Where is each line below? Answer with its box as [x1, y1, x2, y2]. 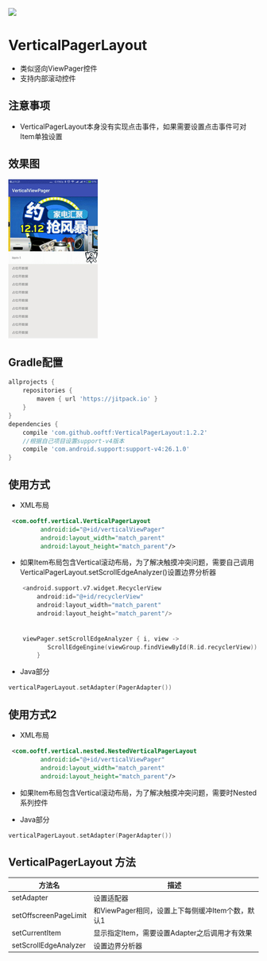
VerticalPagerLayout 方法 [8, 855, 137, 869]
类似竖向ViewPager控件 [19, 64, 98, 73]
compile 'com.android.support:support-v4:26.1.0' [22, 445, 191, 453]
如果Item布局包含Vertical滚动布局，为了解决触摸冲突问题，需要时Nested [19, 788, 257, 797]
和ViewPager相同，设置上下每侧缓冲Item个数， [93, 906, 248, 916]
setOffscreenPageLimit [11, 910, 87, 920]
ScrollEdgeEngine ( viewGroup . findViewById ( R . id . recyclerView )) [47, 643, 258, 651]
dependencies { [8, 420, 59, 428]
